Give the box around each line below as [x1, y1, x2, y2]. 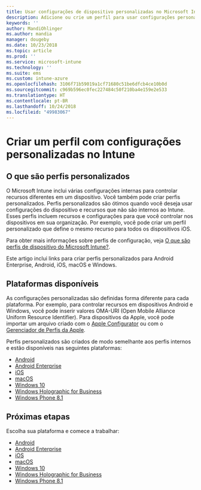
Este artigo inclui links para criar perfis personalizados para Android [6, 255, 174, 262]
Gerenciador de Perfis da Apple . [6, 326, 86, 334]
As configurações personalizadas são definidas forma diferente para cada [6, 295, 190, 302]
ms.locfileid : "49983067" [6, 109, 71, 115]
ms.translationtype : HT [6, 92, 66, 98]
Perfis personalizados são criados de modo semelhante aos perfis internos [6, 338, 191, 345]
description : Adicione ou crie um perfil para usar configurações [6, 14, 175, 20]
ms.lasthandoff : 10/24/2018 [6, 103, 77, 110]
